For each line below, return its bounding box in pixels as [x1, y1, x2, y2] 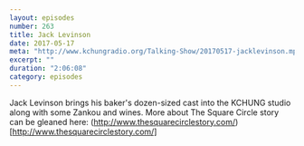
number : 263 [9, 22, 54, 31]
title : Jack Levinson [9, 30, 91, 39]
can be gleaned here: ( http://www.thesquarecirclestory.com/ [9, 116, 236, 127]
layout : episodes [9, 13, 75, 23]
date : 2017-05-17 [9, 38, 75, 48]
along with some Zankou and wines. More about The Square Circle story [9, 106, 280, 118]
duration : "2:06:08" [9, 64, 88, 73]
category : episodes [9, 73, 83, 82]
